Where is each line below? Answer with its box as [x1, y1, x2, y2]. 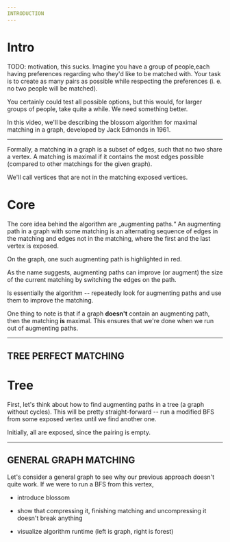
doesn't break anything [16, 514, 83, 522]
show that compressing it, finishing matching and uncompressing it [16, 506, 207, 515]
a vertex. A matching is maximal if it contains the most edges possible [7, 152, 204, 161]
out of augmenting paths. [7, 324, 79, 332]
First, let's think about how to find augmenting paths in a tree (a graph [7, 400, 204, 408]
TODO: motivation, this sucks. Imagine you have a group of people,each [7, 62, 210, 71]
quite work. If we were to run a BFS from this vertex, [7, 480, 154, 488]
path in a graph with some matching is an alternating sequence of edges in [7, 227, 218, 235]
